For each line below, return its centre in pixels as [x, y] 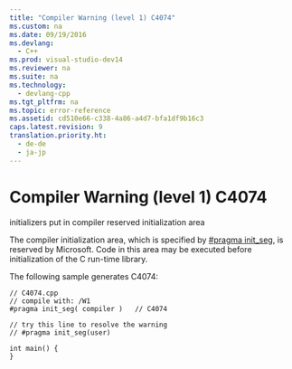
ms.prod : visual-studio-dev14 [66, 60]
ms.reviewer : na [40, 69]
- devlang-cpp [44, 93]
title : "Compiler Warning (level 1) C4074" [93, 18]
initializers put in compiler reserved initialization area [107, 222]
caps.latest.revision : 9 [56, 128]
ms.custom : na [36, 26]
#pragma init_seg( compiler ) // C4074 [89, 308]
